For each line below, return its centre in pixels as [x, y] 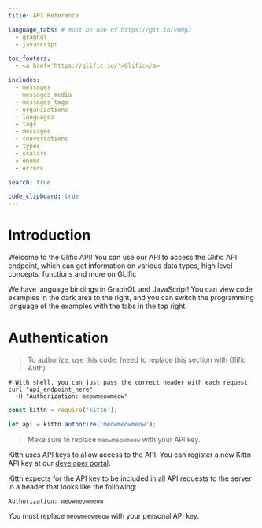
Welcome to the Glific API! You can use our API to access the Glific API [123, 258]
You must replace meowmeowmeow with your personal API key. [103, 515]
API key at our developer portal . [59, 463]
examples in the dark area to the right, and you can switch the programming [131, 298]
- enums [28, 161]
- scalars [31, 153]
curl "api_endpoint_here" [50, 389]
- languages [35, 117]
